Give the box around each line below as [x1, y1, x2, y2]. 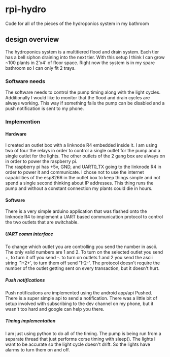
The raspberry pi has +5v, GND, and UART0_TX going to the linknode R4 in [5, 164, 161, 170]
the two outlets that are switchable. [5, 219, 79, 225]
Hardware [5, 131, 27, 137]
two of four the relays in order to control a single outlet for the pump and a [5, 148, 161, 154]
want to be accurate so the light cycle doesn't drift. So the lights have [5, 341, 151, 347]
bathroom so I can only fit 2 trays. [5, 65, 76, 71]
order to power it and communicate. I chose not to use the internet [5, 169, 144, 175]
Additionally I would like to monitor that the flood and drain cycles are [5, 95, 150, 101]
